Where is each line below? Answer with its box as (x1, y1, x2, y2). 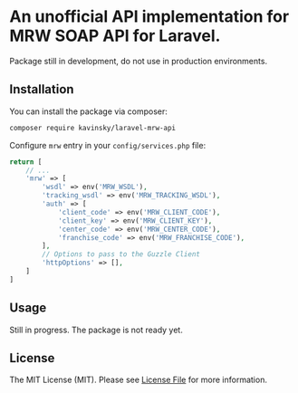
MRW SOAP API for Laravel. (9, 25, 221, 46)
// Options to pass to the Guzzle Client (42, 250, 201, 259)
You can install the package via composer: (9, 106, 168, 117)
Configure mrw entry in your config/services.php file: (9, 139, 207, 150)
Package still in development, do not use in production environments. (9, 55, 268, 66)
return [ (9, 157, 43, 167)
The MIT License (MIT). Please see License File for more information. (9, 374, 267, 386)
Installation (9, 81, 74, 97)
